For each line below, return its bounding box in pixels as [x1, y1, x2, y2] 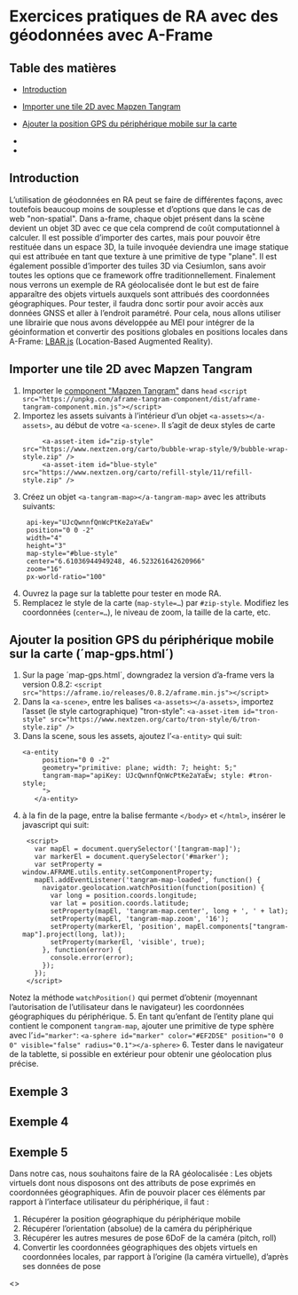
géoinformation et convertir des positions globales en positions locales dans [9, 326, 288, 337]
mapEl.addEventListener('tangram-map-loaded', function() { [34, 876, 262, 885]
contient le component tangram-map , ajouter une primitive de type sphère [9, 1021, 275, 1031]
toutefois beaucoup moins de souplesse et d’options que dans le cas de [9, 203, 272, 214]
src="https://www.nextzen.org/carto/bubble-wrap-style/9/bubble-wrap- [21, 444, 289, 454]
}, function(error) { [42, 946, 122, 955]
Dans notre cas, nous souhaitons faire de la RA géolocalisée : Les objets [9, 1168, 273, 1179]
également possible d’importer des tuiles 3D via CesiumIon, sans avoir [9, 260, 266, 271]
